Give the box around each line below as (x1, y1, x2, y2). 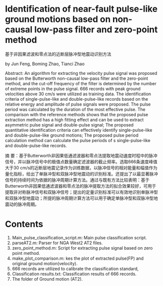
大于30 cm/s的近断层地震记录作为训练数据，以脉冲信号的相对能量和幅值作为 (5, 164, 158, 171)
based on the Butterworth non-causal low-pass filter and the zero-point (5, 75, 148, 81)
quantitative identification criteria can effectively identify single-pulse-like (5, 127, 153, 133)
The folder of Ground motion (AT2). (12, 276, 83, 282)
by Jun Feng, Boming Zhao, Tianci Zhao (5, 61, 85, 67)
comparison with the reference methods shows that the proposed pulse (5, 111, 148, 117)
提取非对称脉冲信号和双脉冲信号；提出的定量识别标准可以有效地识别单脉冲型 (5, 189, 158, 195)
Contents (5, 219, 44, 230)
